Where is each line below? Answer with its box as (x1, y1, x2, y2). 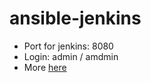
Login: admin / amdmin (23, 50, 119, 62)
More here (23, 61, 67, 73)
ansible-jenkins (9, 7, 142, 30)
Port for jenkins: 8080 (23, 40, 114, 52)
